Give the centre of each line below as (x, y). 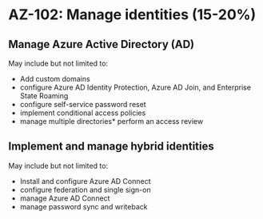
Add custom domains (55, 79)
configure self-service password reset (83, 104)
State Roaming (44, 96)
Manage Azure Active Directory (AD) (102, 44)
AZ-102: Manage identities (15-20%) (132, 15)
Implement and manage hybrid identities (111, 147)
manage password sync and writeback (84, 206)
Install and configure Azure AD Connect (85, 181)
